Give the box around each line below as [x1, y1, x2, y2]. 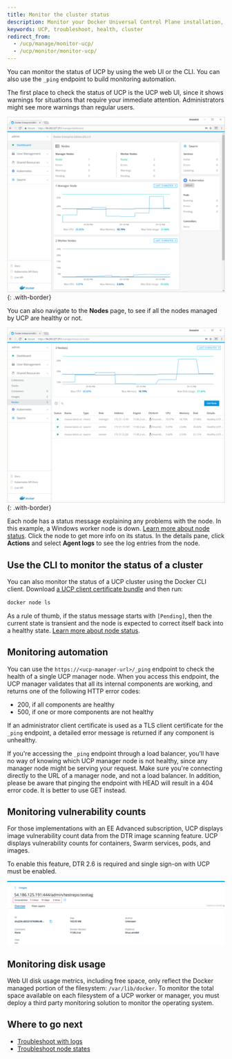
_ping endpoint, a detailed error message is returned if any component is [7, 728, 215, 737]
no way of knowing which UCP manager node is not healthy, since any [7, 756, 208, 765]
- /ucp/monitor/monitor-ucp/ [13, 48, 97, 55]
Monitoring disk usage [7, 958, 106, 970]
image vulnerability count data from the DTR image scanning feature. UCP [7, 832, 218, 840]
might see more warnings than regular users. [7, 103, 135, 111]
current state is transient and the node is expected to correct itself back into [7, 619, 224, 627]
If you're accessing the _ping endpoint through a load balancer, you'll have [7, 749, 220, 758]
